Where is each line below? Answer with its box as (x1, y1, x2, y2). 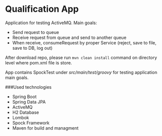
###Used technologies (5, 84, 52, 90)
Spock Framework (12, 120, 50, 126)
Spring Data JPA (12, 99, 46, 104)
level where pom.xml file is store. (5, 60, 73, 66)
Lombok (12, 114, 30, 120)
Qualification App (5, 3, 79, 15)
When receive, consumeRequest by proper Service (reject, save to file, (12, 39, 157, 45)
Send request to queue (12, 29, 59, 35)
